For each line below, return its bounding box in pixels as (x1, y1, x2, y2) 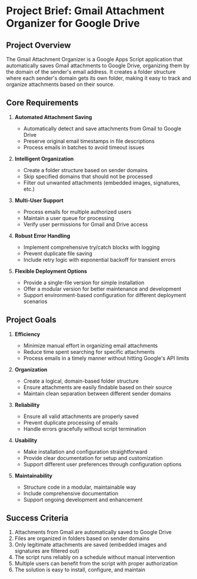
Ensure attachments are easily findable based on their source (23, 383, 172, 390)
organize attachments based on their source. (6, 81, 115, 88)
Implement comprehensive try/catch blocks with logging (23, 244, 160, 251)
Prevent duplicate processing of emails (23, 419, 118, 426)
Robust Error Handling (14, 232, 71, 239)
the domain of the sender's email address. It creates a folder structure (6, 68, 176, 75)
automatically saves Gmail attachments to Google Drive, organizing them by (6, 62, 190, 69)
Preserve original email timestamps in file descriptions (23, 137, 155, 144)
